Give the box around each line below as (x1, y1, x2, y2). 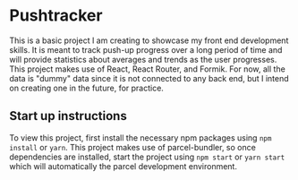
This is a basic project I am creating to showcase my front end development (9, 35, 289, 46)
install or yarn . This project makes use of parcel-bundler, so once (9, 141, 257, 152)
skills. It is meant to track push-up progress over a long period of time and (9, 44, 283, 55)
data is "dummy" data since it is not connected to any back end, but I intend (9, 73, 289, 83)
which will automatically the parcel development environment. (9, 160, 237, 171)
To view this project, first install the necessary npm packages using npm (9, 132, 272, 143)
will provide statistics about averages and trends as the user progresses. (9, 54, 277, 64)
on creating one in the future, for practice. (9, 82, 164, 93)
